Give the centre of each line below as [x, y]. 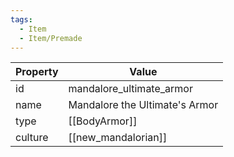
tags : [21, 19]
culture [32, 138]
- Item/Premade [51, 38]
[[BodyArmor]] [103, 121]
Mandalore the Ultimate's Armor [143, 105]
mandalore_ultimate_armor [130, 89]
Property [37, 72]
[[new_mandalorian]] [118, 138]
